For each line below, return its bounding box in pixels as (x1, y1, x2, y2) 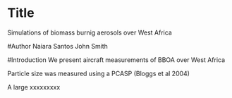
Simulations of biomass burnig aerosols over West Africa (7, 28, 173, 37)
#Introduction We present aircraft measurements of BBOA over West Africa (7, 55, 226, 64)
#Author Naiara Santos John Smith (7, 42, 108, 50)
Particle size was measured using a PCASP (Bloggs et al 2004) (7, 69, 190, 78)
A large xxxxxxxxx (7, 82, 61, 91)
